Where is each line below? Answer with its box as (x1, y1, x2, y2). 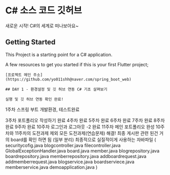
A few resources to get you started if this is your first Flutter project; (5, 61, 148, 67)
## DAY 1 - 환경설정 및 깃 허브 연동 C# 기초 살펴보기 (5, 87, 108, 92)
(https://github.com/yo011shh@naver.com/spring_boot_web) (5, 76, 132, 82)
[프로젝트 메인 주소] (5, 72, 43, 77)
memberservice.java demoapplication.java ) (5, 164, 98, 170)
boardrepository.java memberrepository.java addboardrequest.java (5, 153, 147, 159)
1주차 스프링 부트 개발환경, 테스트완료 (5, 106, 80, 112)
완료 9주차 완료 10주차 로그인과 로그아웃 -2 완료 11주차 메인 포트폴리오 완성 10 (5, 124, 161, 130)
